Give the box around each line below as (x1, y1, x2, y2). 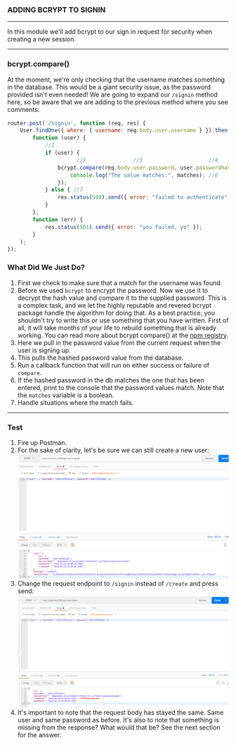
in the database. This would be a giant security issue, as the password (7, 82, 211, 91)
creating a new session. (7, 35, 76, 44)
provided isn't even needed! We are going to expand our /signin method (7, 90, 218, 99)
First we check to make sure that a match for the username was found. (17, 278, 223, 287)
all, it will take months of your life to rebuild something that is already (17, 323, 216, 332)
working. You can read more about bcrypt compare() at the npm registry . (17, 331, 229, 339)
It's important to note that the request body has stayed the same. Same (17, 708, 224, 717)
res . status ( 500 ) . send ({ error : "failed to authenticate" (57, 194, 228, 201)
